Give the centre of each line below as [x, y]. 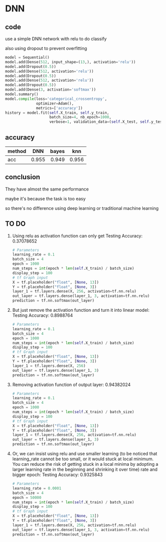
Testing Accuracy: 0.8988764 [42, 315]
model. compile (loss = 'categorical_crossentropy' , [56, 99]
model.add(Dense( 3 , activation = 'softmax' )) [51, 90]
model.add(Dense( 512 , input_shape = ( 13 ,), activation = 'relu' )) [70, 62]
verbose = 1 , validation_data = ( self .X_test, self [99, 122]
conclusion [23, 177]
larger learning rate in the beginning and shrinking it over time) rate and [85, 469]
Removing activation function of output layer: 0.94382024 [71, 385]
